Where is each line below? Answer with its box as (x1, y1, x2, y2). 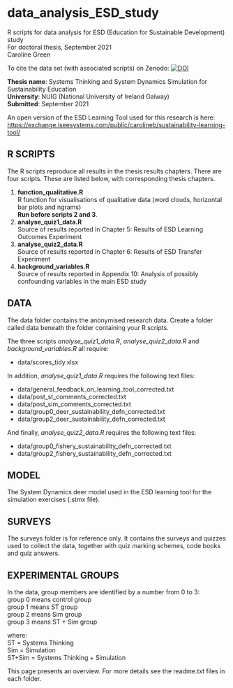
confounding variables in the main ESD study (17, 277, 147, 285)
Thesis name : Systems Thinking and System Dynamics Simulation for (7, 77, 208, 85)
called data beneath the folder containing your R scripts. (7, 323, 169, 331)
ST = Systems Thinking (7, 638, 75, 647)
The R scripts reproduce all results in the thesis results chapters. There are (7, 166, 222, 175)
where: (7, 631, 28, 639)
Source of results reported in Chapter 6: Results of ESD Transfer (17, 247, 202, 256)
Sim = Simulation (7, 646, 56, 654)
